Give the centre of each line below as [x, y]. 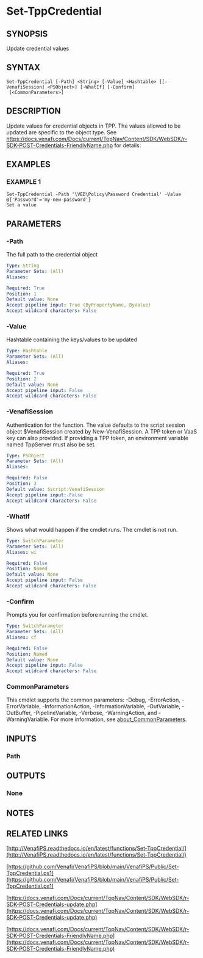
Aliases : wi [21, 552]
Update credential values [38, 48]
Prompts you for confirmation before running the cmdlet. [77, 615]
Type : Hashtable [27, 351]
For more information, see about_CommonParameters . [119, 719]
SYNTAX [23, 67]
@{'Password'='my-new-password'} [49, 200]
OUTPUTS [26, 776]
